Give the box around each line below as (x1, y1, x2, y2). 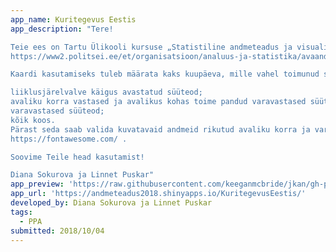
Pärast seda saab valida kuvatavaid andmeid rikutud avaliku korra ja (10, 124, 311, 135)
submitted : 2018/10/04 (10, 226, 105, 236)
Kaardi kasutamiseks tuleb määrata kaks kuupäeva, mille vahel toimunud (10, 69, 320, 80)
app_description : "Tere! (10, 24, 114, 34)
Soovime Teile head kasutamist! (10, 152, 145, 162)
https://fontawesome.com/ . (10, 134, 128, 144)
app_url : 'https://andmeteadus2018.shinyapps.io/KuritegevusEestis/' (10, 189, 307, 199)
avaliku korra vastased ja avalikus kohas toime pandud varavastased (10, 97, 307, 107)
